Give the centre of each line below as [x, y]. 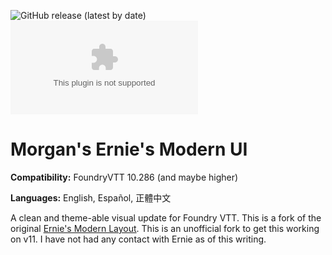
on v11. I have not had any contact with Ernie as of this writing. [138, 239]
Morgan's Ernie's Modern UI [129, 149]
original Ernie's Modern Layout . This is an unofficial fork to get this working [165, 228]
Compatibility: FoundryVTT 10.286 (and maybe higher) [124, 177]
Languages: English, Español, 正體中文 [91, 197]
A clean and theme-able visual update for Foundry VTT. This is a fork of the [166, 217]
